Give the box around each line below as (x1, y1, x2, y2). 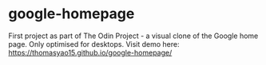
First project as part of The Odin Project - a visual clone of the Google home (8, 31, 259, 40)
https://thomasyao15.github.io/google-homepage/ (8, 48, 173, 57)
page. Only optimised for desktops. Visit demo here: (8, 39, 180, 48)
